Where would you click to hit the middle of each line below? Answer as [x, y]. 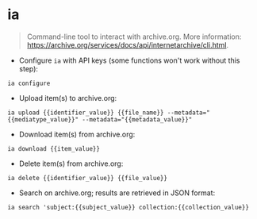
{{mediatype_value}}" [43, 119]
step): [29, 68]
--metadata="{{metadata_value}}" [137, 119]
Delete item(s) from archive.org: [71, 163]
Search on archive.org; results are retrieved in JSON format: [117, 193]
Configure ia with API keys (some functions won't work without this [129, 60]
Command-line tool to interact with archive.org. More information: [134, 36]
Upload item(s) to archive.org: [68, 98]
